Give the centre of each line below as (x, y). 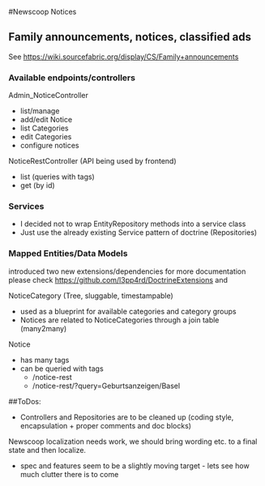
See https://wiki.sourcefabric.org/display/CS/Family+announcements (124, 57)
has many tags (45, 360)
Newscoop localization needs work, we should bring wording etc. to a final (133, 441)
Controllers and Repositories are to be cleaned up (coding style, (127, 417)
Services (26, 207)
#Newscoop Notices (43, 12)
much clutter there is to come (69, 474)
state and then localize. (47, 450)
